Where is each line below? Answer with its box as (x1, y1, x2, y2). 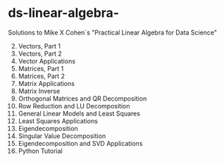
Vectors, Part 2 (18, 49, 62, 58)
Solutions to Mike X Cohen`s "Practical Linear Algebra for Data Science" (8, 28, 218, 37)
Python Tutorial (18, 147, 63, 155)
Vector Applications (18, 56, 76, 65)
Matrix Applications (18, 79, 75, 87)
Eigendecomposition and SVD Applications (18, 139, 143, 147)
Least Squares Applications (18, 116, 98, 125)
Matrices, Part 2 (18, 72, 66, 80)
